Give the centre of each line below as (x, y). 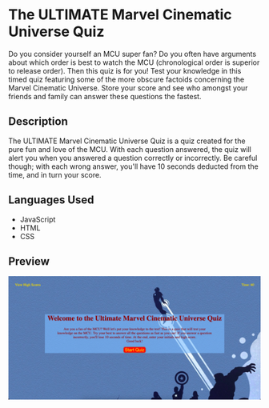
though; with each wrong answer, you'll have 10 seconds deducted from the (133, 166)
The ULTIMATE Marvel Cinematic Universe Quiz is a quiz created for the (127, 141)
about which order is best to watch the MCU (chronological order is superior (134, 62)
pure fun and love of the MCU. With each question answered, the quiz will (130, 149)
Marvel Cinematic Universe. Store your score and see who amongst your (128, 88)
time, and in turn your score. (55, 174)
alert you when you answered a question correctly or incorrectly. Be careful (133, 158)
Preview (29, 261)
